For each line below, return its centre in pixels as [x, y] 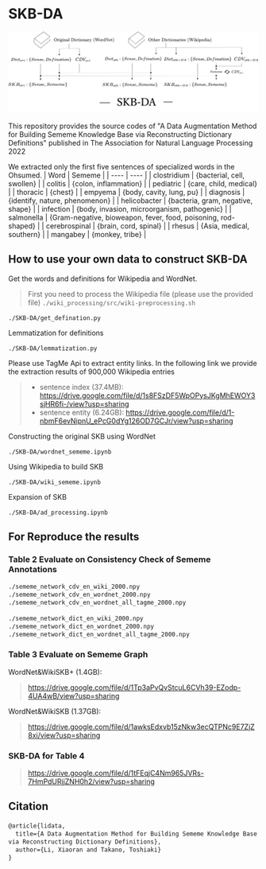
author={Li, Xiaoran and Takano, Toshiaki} [88, 850]
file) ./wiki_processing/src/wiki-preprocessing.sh [112, 302]
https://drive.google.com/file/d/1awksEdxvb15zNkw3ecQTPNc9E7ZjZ [141, 727]
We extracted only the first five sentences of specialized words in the [121, 166]
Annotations [33, 569]
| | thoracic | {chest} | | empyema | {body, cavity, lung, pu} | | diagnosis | [127, 192]
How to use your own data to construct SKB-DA [128, 259]
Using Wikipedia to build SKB [56, 466]
